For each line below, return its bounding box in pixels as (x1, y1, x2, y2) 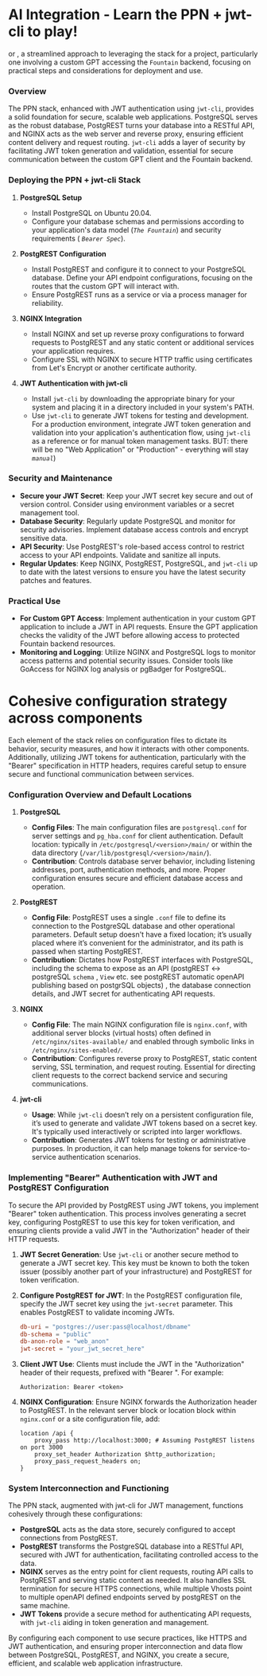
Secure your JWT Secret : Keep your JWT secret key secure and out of (19, 491, 253, 500)
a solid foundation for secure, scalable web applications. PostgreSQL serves (8, 112, 258, 122)
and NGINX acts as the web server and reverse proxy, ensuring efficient (8, 129, 244, 139)
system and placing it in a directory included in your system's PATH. (31, 402, 254, 412)
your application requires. (31, 346, 116, 355)
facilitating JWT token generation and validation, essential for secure (8, 146, 234, 156)
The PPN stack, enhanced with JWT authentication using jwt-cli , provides (8, 104, 254, 113)
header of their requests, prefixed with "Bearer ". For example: (19, 1368, 224, 1377)
